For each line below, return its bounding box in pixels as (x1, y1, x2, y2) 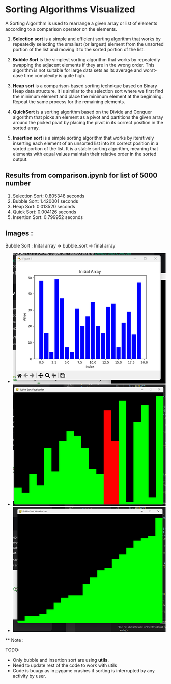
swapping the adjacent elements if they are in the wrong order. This (12, 62, 155, 68)
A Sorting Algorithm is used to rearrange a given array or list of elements (5, 20, 158, 26)
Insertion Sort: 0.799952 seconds (12, 214, 83, 220)
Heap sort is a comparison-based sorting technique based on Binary (12, 83, 157, 89)
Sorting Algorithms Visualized (5, 4, 135, 15)
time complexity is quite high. (24, 72, 85, 78)
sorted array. (12, 125, 40, 131)
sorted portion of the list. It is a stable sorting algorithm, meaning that (12, 145, 158, 151)
